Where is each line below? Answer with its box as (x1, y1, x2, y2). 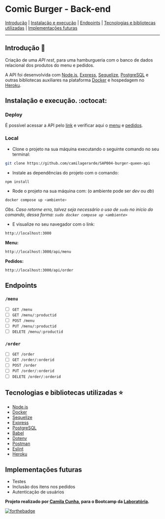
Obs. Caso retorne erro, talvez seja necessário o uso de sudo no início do (5, 207, 153, 212)
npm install (5, 179, 29, 184)
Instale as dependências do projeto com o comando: (12, 170, 119, 175)
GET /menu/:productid (12, 312, 56, 317)
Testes (12, 479, 26, 484)
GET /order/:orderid (12, 357, 55, 363)
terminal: (12, 151, 30, 157)
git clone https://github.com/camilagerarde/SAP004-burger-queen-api (5, 161, 151, 166)
